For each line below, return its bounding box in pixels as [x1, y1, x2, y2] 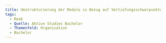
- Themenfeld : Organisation [9, 26, 68, 31]
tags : [5, 12, 16, 17]
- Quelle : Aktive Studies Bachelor [9, 21, 83, 26]
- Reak [9, 16, 23, 21]
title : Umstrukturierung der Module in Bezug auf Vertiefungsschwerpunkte [5, 7, 163, 12]
